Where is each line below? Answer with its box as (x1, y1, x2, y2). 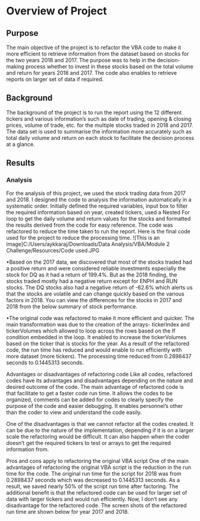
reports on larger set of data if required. (6, 76, 104, 83)
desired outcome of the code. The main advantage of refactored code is (6, 383, 184, 390)
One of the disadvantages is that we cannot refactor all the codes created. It (6, 420, 194, 427)
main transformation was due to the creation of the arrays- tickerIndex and (6, 321, 190, 328)
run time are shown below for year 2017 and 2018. (6, 508, 130, 515)
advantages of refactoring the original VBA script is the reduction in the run (6, 464, 191, 471)
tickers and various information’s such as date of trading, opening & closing (6, 115, 192, 122)
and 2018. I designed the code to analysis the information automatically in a (6, 196, 192, 203)
